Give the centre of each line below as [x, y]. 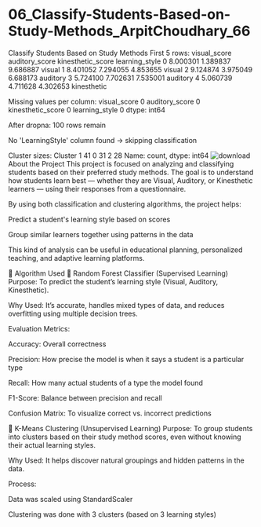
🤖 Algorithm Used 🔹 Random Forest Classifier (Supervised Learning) [118, 273]
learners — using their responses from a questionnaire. [97, 188]
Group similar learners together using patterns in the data [101, 234]
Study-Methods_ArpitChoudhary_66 [129, 31]
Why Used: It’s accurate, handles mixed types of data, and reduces [116, 305]
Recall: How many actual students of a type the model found [106, 382]
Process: [22, 484]
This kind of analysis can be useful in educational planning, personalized [125, 250]
